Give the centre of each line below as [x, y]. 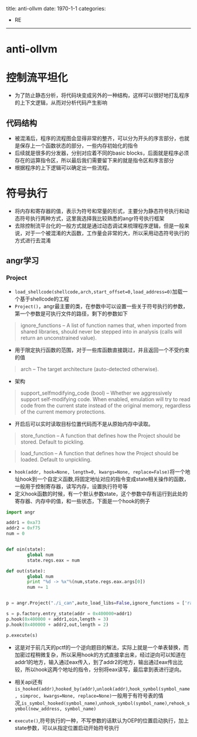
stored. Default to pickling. [52, 442]
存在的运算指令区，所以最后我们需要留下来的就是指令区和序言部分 [94, 160]
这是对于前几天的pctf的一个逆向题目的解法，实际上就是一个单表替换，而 [101, 647]
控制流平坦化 [37, 78]
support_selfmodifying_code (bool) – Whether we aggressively [96, 393]
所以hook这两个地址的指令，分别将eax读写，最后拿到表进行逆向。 [105, 669]
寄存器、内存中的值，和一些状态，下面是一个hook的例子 [82, 501]
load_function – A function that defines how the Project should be [99, 453]
